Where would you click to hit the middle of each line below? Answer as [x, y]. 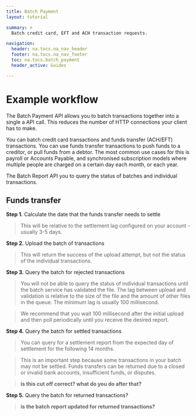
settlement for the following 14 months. [68, 349]
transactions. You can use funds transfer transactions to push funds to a [93, 146]
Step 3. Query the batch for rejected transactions [66, 272]
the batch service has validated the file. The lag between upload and [103, 290]
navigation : [20, 44]
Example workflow [52, 99]
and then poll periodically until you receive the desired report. [94, 320]
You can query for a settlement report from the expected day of [97, 343]
